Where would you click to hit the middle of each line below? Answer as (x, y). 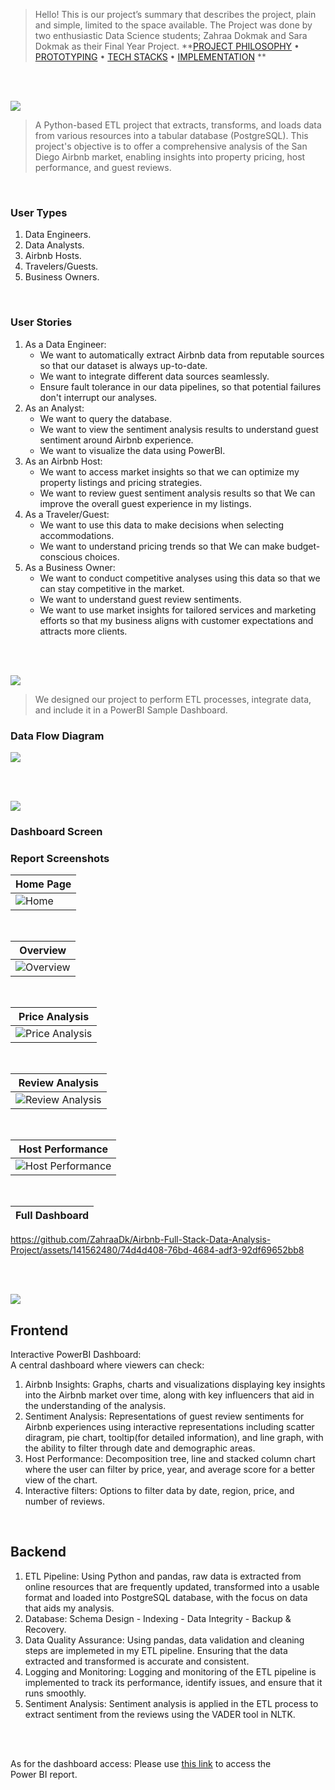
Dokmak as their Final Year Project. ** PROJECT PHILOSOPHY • (167, 46)
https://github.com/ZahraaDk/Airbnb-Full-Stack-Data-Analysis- (141, 1240)
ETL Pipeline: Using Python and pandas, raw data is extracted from (163, 1576)
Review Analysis (58, 1083)
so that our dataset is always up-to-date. (123, 365)
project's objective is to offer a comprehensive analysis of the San (171, 146)
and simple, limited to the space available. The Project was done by (173, 25)
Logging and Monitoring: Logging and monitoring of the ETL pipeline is (170, 1671)
